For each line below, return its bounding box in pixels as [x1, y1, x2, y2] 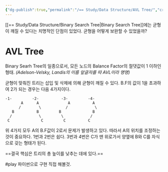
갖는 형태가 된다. [14, 139, 46, 145]
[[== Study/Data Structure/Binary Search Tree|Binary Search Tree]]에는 [5, 21, 152, 27]
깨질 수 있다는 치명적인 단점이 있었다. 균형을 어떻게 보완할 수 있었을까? [10, 28, 147, 34]
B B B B [11, 109, 95, 114]
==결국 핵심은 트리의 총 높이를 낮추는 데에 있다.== [5, 150, 103, 156]
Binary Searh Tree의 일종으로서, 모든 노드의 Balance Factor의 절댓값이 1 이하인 [5, 63, 161, 69]
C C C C [7, 118, 91, 123]
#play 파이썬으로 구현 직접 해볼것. [5, 161, 71, 167]
